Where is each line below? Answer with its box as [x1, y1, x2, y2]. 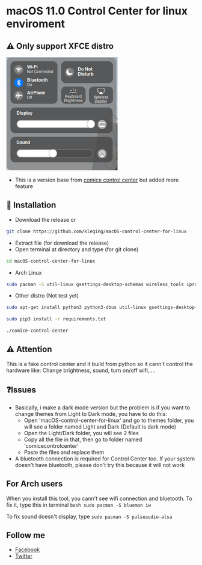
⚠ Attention [6, 344, 52, 355]
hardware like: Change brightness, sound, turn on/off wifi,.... [6, 367, 156, 374]
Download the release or [14, 216, 76, 223]
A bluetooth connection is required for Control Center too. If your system [14, 455, 195, 462]
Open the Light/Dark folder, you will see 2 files [23, 429, 139, 436]
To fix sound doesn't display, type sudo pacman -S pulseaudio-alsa [6, 513, 173, 520]
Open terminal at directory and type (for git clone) [14, 245, 139, 253]
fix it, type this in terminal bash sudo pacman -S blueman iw [6, 501, 151, 508]
